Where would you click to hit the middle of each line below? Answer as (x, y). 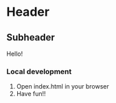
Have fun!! (31, 94)
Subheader (31, 37)
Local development (39, 71)
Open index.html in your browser (62, 87)
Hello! (15, 54)
